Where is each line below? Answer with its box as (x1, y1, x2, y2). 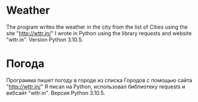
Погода (6, 57, 45, 70)
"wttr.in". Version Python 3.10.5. (6, 36, 83, 43)
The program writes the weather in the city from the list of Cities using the (6, 23, 188, 30)
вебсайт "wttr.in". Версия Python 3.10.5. (6, 89, 106, 96)
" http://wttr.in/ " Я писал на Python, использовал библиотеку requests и (6, 83, 185, 90)
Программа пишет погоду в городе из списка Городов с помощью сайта (6, 76, 193, 84)
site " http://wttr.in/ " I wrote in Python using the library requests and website (6, 29, 192, 36)
